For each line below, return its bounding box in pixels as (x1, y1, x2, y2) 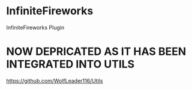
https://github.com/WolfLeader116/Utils (6, 77, 103, 84)
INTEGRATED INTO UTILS (6, 58, 135, 71)
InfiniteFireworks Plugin (6, 24, 65, 31)
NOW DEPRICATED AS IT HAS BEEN (6, 45, 187, 58)
